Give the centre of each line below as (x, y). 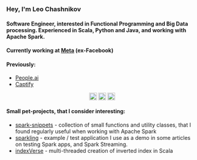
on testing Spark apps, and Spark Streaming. (71, 144)
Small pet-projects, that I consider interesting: (66, 111)
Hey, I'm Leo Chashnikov (43, 9)
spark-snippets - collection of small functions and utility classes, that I (103, 125)
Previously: (21, 64)
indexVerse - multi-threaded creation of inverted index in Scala (94, 150)
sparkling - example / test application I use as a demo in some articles (103, 137)
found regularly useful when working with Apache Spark (86, 131)
